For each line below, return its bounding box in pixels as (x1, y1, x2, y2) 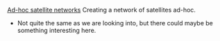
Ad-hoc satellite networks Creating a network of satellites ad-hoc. (7, 6, 196, 14)
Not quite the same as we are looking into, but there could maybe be (17, 19, 213, 27)
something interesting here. (17, 27, 96, 34)
